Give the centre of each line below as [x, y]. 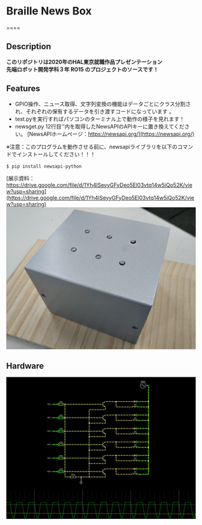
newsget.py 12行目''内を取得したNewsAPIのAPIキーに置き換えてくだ [99, 126]
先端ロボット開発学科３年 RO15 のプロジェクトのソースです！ [82, 69]
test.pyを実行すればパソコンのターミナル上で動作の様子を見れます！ [100, 119]
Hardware [25, 366]
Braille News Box [49, 11]
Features [23, 89]
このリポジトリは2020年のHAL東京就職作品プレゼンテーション [84, 62]
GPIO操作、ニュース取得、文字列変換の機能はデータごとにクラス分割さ [103, 104]
